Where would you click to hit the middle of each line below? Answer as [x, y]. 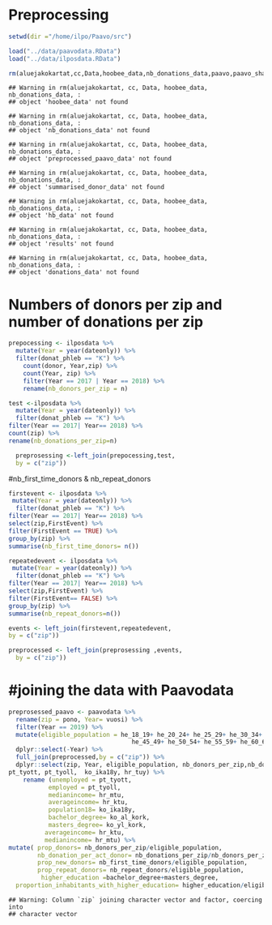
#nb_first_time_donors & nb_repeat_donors [80, 478]
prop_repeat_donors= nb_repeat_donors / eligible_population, [141, 870]
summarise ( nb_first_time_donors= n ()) [74, 546]
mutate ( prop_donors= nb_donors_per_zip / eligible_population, [115, 848]
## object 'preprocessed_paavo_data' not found [90, 159]
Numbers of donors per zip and [115, 304]
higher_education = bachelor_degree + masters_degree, [130, 878]
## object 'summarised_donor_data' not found [86, 187]
